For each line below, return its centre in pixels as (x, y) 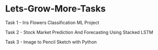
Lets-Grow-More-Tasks (55, 9)
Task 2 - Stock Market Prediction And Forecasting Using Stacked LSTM (79, 32)
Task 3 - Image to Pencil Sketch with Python (51, 42)
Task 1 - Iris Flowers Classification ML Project (52, 22)
